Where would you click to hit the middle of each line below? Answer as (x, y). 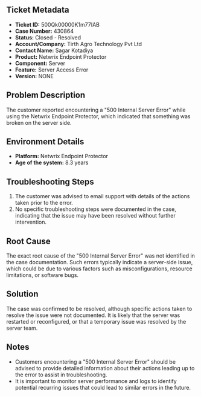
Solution (22, 294)
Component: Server (40, 63)
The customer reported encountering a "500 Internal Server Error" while (96, 110)
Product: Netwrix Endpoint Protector (61, 56)
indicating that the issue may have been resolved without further (95, 216)
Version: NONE (34, 76)
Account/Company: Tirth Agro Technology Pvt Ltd (78, 44)
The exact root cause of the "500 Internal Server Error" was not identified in (101, 256)
